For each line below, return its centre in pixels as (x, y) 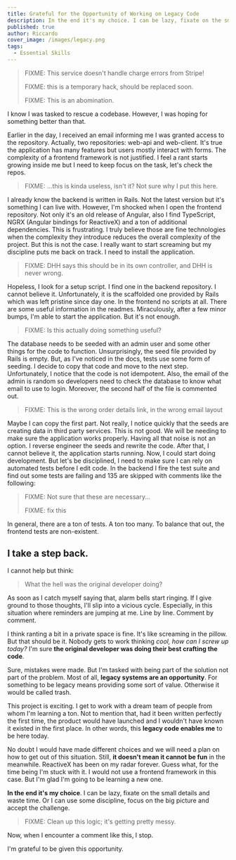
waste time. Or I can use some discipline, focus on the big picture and (108, 800)
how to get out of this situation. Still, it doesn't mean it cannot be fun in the (117, 757)
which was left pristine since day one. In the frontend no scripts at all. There (117, 301)
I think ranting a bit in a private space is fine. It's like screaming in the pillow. (117, 634)
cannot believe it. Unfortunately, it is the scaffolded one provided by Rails (113, 294)
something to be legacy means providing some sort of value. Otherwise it (113, 685)
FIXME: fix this (45, 510)
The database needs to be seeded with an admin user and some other (109, 344)
